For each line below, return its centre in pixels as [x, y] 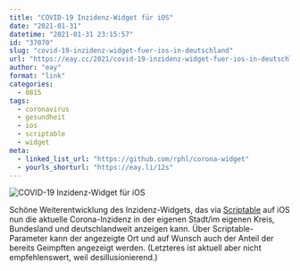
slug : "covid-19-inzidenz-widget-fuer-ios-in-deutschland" [121, 51]
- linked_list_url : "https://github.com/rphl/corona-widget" [133, 159]
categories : [31, 84]
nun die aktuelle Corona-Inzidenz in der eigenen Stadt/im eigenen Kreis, [142, 219]
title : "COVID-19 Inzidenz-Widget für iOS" [92, 17]
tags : [19, 101]
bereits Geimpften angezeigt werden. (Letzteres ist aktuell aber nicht [135, 248]
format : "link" [37, 76]
